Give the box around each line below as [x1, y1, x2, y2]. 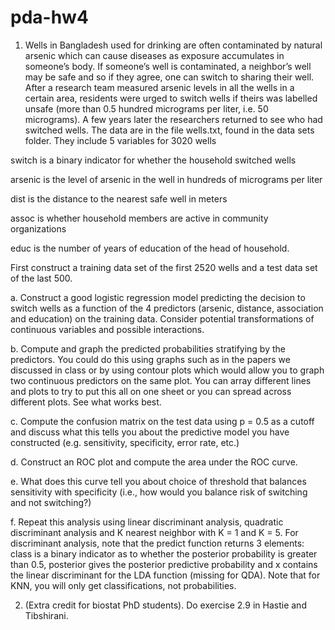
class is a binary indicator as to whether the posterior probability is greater [10, 547, 318, 560]
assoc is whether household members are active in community [10, 212, 269, 224]
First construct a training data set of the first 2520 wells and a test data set [10, 261, 318, 273]
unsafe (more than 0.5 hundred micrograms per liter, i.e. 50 [24, 102, 269, 115]
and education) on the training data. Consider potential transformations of [10, 312, 315, 325]
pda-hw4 [10, 6, 89, 29]
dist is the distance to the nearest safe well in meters [10, 192, 228, 205]
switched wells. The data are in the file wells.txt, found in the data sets [24, 124, 315, 136]
